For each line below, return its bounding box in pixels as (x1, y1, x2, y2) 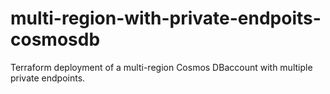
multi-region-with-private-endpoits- (10, 7, 322, 30)
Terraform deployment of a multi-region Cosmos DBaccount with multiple (10, 61, 313, 73)
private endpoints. (10, 72, 86, 84)
